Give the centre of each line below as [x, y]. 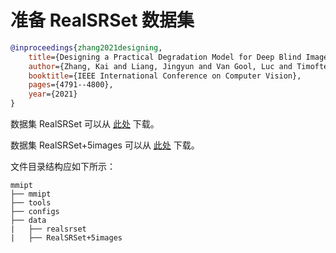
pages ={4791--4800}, [71, 85]
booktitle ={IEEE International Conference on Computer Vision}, [165, 76]
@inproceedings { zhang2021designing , [86, 47]
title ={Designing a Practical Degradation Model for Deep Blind [165, 57]
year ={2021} [53, 94]
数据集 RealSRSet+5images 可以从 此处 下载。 [105, 145]
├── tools [31, 203]
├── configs [35, 212]
